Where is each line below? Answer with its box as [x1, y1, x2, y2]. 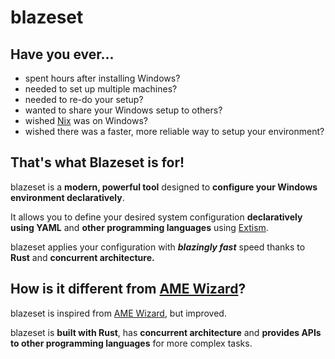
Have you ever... [10, 46, 115, 63]
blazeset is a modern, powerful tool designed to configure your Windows [10, 181, 318, 193]
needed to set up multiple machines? [24, 83, 178, 95]
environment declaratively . [10, 191, 125, 203]
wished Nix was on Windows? [24, 115, 148, 126]
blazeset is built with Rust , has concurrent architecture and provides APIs [10, 326, 322, 338]
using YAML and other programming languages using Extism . [10, 221, 269, 233]
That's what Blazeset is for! [10, 154, 185, 171]
